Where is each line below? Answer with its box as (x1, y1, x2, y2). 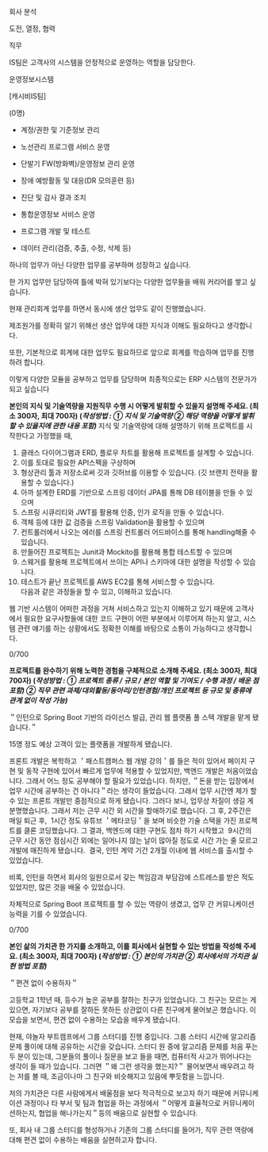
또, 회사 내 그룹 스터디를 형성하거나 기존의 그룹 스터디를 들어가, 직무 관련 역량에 (9, 1125, 255, 1135)
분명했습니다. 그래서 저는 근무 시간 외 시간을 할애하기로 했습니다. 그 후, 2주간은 (9, 806, 252, 815)
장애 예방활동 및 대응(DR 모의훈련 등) (20, 176, 136, 185)
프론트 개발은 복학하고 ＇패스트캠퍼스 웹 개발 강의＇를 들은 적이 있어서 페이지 (9, 756, 247, 765)
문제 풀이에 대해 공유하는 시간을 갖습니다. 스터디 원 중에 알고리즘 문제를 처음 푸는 (9, 1042, 258, 1051)
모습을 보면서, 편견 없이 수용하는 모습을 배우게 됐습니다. (9, 1015, 181, 1024)
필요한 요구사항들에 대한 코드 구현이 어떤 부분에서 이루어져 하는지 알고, (23, 614, 242, 623)
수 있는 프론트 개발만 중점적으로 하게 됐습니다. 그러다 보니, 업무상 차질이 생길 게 (9, 796, 255, 805)
